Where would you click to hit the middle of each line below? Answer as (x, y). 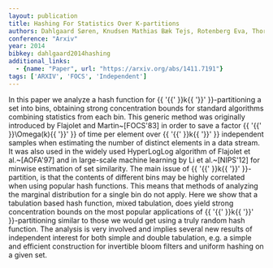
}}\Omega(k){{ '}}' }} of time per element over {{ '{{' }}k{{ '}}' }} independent (136, 134)
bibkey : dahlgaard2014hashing (60, 54)
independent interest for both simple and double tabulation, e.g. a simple (130, 237)
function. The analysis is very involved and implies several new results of (131, 229)
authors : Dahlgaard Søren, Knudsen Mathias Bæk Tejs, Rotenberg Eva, (129, 31)
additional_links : (39, 62)
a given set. (28, 255)
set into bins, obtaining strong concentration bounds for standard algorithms (136, 108)
